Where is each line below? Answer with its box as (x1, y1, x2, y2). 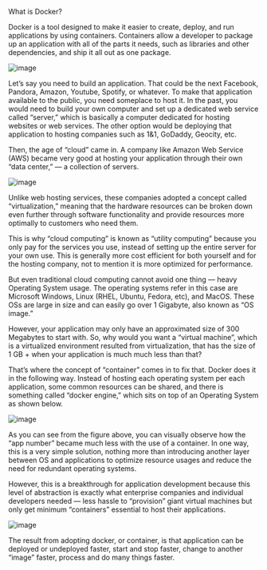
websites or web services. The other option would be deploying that (8, 121, 233, 130)
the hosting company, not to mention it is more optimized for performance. (8, 259, 253, 268)
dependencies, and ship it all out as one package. (8, 48, 171, 57)
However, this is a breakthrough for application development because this (8, 479, 251, 489)
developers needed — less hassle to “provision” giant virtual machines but (8, 497, 253, 505)
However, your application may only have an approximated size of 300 (8, 324, 240, 334)
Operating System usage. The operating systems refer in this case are (8, 283, 238, 292)
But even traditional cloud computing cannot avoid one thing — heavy (8, 275, 238, 284)
